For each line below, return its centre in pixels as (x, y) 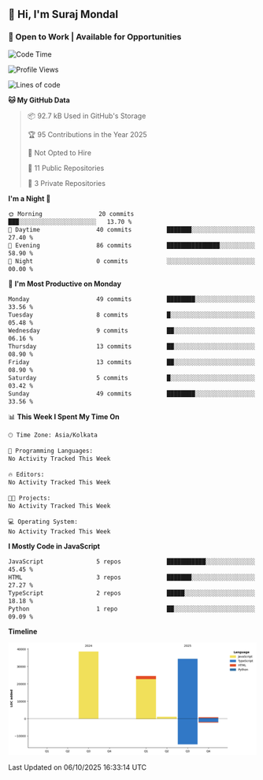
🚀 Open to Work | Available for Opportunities (95, 37)
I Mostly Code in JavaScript (54, 546)
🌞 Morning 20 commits (71, 214)
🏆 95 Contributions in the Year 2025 (87, 134)
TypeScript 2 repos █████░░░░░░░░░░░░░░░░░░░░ (132, 593)
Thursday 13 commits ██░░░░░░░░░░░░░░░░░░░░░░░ (132, 346)
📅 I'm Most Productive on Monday (65, 284)
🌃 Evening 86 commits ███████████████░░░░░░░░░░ (132, 245)
